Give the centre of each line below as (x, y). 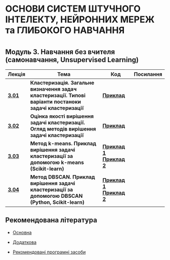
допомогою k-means (57, 162)
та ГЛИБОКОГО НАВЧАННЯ (65, 30)
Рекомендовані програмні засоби (49, 252)
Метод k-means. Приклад (63, 143)
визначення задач (53, 89)
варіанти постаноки (55, 102)
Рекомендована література (51, 220)
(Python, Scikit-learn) (57, 202)
